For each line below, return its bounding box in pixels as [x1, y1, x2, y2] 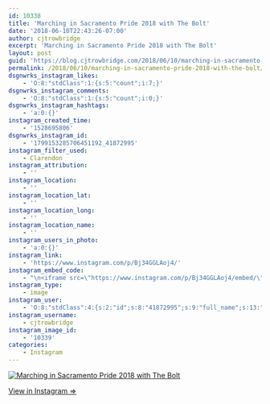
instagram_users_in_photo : [8, 237, 99, 245]
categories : [8, 341, 48, 349]
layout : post [8, 49, 52, 57]
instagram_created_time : [8, 117, 92, 125]
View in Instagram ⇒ [8, 386, 77, 395]
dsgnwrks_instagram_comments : [8, 86, 110, 95]
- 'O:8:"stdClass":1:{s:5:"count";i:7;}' [22, 79, 163, 87]
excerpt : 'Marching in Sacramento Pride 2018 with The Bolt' [8, 42, 218, 50]
